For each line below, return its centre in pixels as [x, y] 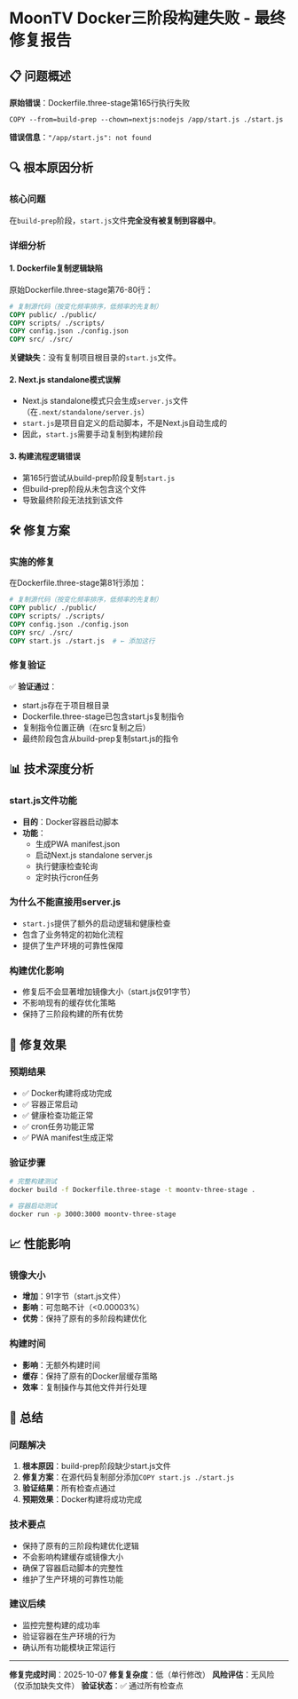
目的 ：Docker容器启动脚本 [71, 821]
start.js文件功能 [43, 801]
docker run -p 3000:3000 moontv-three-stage [93, 1214]
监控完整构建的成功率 [61, 1624]
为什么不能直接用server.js [65, 902]
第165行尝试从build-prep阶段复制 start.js [98, 478]
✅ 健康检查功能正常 [58, 1115]
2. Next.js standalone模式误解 [65, 379]
